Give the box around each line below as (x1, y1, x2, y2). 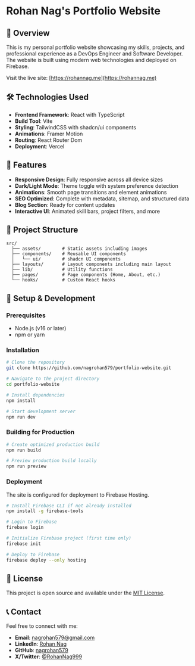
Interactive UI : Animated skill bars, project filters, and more (14, 207, 161, 215)
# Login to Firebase (6, 519, 58, 525)
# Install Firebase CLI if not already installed (6, 503, 132, 509)
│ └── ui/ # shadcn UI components (11, 256, 121, 262)
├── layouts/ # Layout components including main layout (11, 261, 171, 268)
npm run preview (6, 463, 46, 469)
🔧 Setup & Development (6, 293, 96, 303)
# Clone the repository (6, 360, 65, 365)
